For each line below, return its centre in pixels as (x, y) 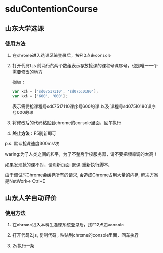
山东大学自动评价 (31, 198)
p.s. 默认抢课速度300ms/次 (32, 143)
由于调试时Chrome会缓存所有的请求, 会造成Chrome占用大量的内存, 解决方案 (82, 175)
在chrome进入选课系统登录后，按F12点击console (62, 55)
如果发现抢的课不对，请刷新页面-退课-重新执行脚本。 (59, 164)
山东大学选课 (25, 28)
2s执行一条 (23, 246)
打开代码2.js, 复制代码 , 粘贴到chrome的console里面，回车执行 (75, 235)
